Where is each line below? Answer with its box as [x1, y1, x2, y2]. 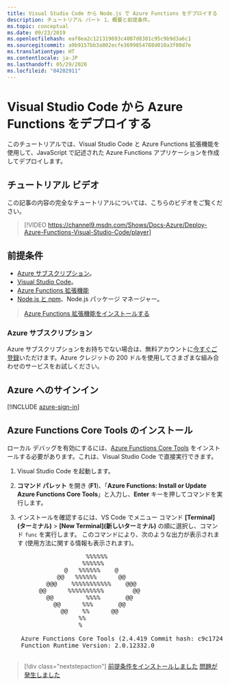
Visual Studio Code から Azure [7, 99, 183, 114]
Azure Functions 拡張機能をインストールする [23, 310, 150, 318]
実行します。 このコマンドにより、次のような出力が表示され [44, 530, 214, 538]
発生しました [23, 671, 60, 679]
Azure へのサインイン [7, 384, 99, 396]
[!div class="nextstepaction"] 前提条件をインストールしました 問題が [23, 662, 218, 670]
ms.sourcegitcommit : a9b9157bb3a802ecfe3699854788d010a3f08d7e [7, 42, 192, 49]
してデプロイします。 [7, 157, 67, 165]
